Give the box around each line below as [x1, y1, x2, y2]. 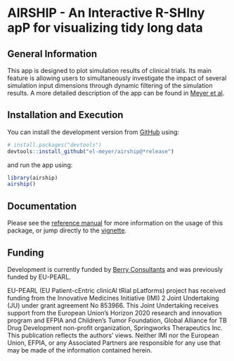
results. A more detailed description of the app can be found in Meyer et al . [7, 89, 225, 97]
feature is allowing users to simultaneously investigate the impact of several [7, 74, 227, 82]
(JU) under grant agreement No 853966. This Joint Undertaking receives [7, 301, 219, 310]
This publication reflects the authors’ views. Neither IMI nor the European [7, 331, 219, 339]
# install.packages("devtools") [7, 141, 102, 148]
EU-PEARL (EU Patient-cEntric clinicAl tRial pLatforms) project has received [7, 286, 226, 294]
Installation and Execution [7, 109, 124, 121]
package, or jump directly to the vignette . [7, 226, 127, 235]
